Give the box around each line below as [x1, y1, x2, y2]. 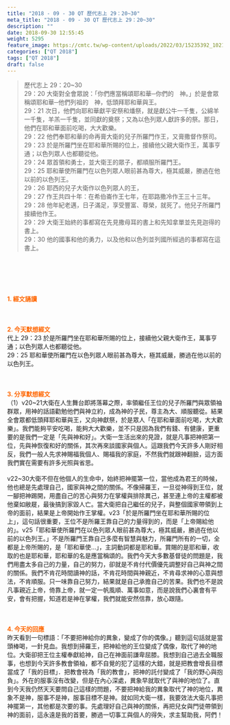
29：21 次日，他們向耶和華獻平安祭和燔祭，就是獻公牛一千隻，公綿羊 [23, 106, 220, 115]
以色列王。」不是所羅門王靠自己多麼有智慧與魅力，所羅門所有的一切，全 [18, 534, 220, 543]
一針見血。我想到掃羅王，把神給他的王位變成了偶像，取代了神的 [30, 642, 211, 650]
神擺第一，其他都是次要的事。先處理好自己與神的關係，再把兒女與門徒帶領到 [7, 702, 223, 710]
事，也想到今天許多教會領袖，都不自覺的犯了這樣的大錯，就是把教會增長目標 [7, 659, 223, 667]
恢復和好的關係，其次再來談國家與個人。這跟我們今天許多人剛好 [36, 441, 217, 449]
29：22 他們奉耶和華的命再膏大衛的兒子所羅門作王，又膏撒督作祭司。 [23, 132, 221, 141]
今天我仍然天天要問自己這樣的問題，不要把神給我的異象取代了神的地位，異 [12, 685, 223, 693]
